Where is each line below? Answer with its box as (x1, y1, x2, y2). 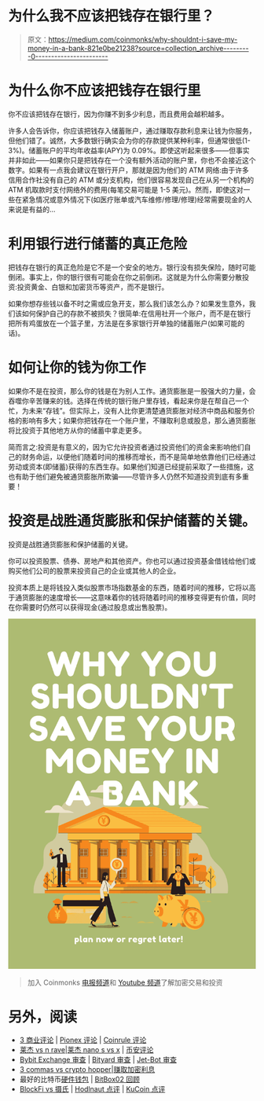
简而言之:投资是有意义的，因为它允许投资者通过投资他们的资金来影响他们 (8, 442, 245, 452)
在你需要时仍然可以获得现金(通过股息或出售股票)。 (8, 602, 172, 611)
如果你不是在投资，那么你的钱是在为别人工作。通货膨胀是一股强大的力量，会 (8, 386, 256, 395)
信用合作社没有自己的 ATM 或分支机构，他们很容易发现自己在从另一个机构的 (8, 174, 255, 185)
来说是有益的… (8, 204, 57, 214)
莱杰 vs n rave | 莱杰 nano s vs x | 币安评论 (19, 1045, 154, 1055)
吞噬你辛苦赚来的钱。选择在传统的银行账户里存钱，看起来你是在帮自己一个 (8, 396, 249, 406)
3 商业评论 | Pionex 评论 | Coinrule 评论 (19, 1035, 147, 1045)
